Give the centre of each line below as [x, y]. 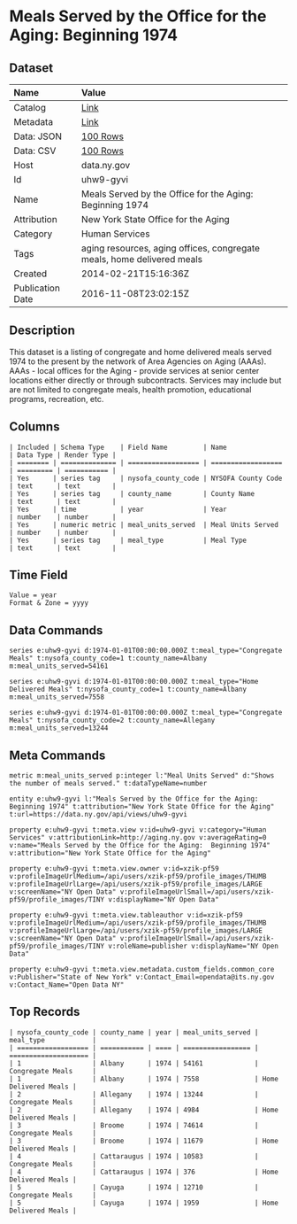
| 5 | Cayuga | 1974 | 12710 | [134, 1187]
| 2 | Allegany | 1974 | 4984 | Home [144, 1110]
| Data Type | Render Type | [63, 455]
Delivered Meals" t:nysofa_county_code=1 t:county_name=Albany [128, 689]
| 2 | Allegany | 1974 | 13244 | [134, 1094]
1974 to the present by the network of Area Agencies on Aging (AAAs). [138, 361]
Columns [34, 427]
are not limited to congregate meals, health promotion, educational [130, 389]
